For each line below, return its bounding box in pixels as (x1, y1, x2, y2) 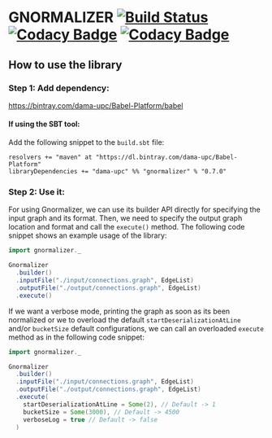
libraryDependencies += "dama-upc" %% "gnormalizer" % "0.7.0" (8, 168, 227, 176)
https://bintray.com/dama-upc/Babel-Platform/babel (8, 100, 183, 110)
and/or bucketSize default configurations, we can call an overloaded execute (8, 323, 264, 333)
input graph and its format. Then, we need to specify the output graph (8, 213, 243, 223)
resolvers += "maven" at (8, 153, 93, 162)
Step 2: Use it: (8, 186, 65, 197)
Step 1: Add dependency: (8, 82, 110, 94)
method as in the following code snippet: (8, 332, 145, 342)
